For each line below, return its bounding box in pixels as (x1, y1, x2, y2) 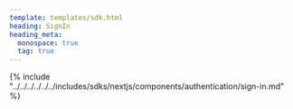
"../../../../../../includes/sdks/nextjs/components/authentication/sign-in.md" (9, 81, 285, 92)
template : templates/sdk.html (9, 13, 124, 23)
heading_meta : (9, 30, 63, 39)
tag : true (17, 47, 54, 56)
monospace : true (17, 38, 79, 48)
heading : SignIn (9, 22, 71, 31)
